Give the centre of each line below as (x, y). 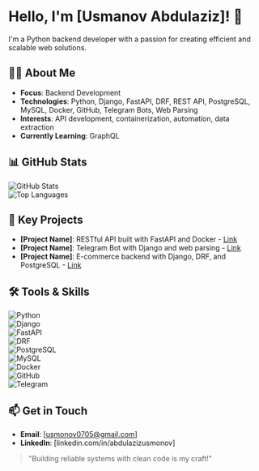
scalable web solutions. (48, 47)
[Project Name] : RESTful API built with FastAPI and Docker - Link (128, 239)
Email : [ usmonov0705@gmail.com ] (79, 434)
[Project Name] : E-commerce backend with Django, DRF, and (123, 257)
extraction (37, 127)
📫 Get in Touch (48, 411)
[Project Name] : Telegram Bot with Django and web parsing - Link (130, 248)
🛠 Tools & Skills (49, 291)
